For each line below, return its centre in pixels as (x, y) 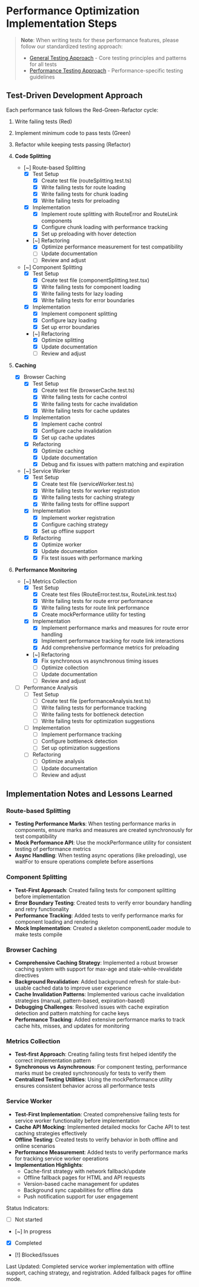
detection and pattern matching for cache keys (72, 1013)
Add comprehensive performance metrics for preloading (110, 648)
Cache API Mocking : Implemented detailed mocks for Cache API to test (102, 1127)
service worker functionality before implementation (77, 1120)
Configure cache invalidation (76, 431)
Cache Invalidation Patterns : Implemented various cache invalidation (99, 994)
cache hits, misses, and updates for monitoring (72, 1026)
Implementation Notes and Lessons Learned (89, 794)
